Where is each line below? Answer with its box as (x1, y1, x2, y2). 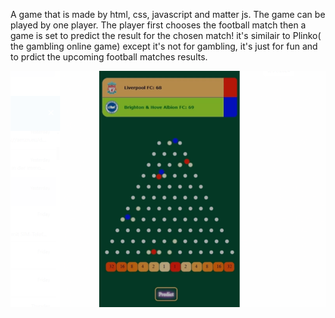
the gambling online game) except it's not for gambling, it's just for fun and (10, 40, 318, 52)
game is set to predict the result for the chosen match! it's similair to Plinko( (10, 30, 322, 41)
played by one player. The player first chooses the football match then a (10, 19, 307, 31)
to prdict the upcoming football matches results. (10, 51, 208, 63)
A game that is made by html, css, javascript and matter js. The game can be (10, 9, 326, 20)
